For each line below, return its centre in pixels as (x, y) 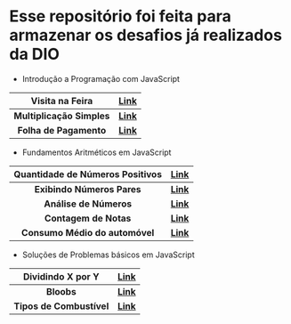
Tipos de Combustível (61, 306)
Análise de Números (88, 204)
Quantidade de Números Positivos (88, 174)
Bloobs (61, 291)
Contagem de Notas (88, 218)
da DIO (35, 54)
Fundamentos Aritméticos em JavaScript (97, 152)
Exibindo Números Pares (88, 189)
